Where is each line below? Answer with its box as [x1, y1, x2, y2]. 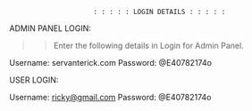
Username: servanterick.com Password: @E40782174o [9, 58, 213, 67]
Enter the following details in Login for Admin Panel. [53, 40, 244, 51]
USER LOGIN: [9, 75, 59, 85]
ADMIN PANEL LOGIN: [9, 23, 92, 34]
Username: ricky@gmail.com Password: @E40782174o [9, 92, 212, 102]
